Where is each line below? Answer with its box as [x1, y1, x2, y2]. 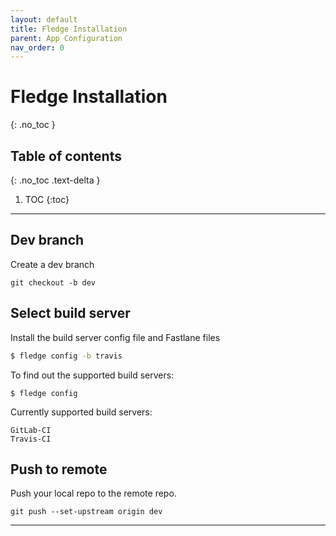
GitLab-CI [10, 425, 52, 435]
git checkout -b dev [10, 277, 97, 288]
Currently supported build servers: [10, 406, 153, 418]
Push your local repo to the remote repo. [10, 487, 177, 500]
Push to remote [10, 461, 108, 478]
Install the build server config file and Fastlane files [10, 331, 221, 343]
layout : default [10, 14, 78, 25]
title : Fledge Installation [10, 24, 128, 34]
